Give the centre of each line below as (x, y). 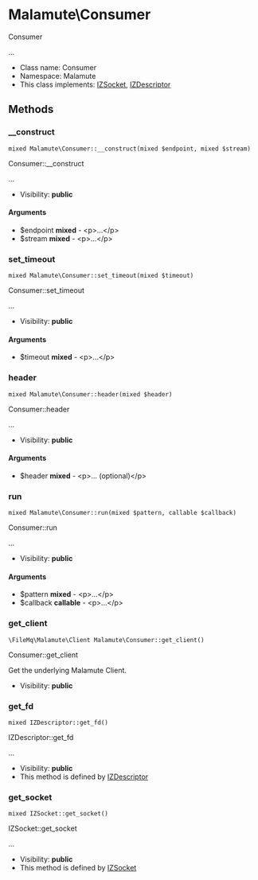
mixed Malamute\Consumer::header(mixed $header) (90, 394)
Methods (31, 109)
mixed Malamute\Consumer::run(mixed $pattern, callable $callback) (123, 513)
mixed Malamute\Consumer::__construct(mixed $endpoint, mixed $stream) (129, 149)
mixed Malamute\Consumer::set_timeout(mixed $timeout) (101, 276)
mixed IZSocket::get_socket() (59, 814)
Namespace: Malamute (58, 76)
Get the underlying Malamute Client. (68, 670)
